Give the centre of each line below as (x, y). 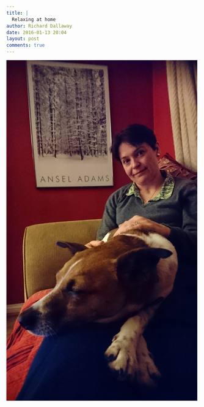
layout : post (23, 39)
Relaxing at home (34, 19)
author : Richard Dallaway (39, 26)
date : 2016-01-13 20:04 (37, 32)
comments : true (26, 45)
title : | (17, 13)
